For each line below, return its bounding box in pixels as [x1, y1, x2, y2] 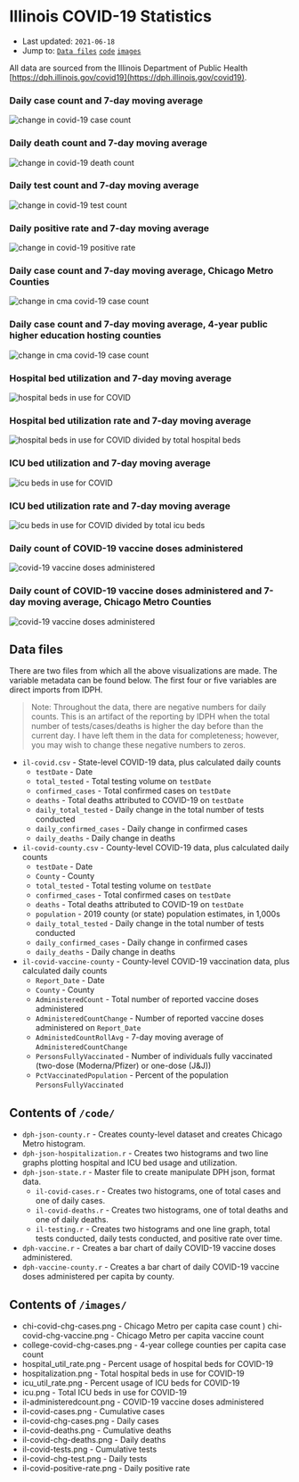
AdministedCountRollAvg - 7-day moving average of [35, 1032, 224, 1043]
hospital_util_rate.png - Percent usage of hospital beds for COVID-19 [21, 1358, 274, 1369]
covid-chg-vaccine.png [21, 1329, 109, 1340]
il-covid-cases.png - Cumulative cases [21, 1405, 166, 1416]
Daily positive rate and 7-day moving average [9, 221, 210, 234]
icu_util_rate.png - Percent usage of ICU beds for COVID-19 [21, 1377, 240, 1388]
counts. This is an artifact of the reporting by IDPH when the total [30, 711, 270, 722]
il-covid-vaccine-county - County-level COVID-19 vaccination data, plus [21, 956, 290, 967]
